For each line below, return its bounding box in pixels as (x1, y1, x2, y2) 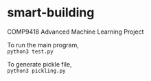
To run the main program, (7, 40, 79, 49)
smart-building (7, 5, 95, 21)
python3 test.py (7, 48, 54, 55)
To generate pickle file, (7, 60, 72, 68)
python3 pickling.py (7, 67, 67, 74)
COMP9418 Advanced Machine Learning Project (7, 27, 144, 36)
